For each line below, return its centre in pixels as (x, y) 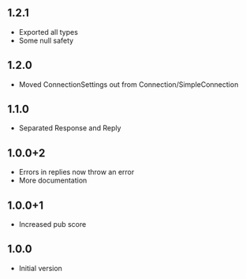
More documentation (53, 180)
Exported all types (48, 32)
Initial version (40, 268)
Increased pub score (52, 224)
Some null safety (46, 40)
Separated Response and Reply (70, 128)
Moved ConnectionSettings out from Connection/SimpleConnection (129, 84)
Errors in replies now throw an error (76, 172)
